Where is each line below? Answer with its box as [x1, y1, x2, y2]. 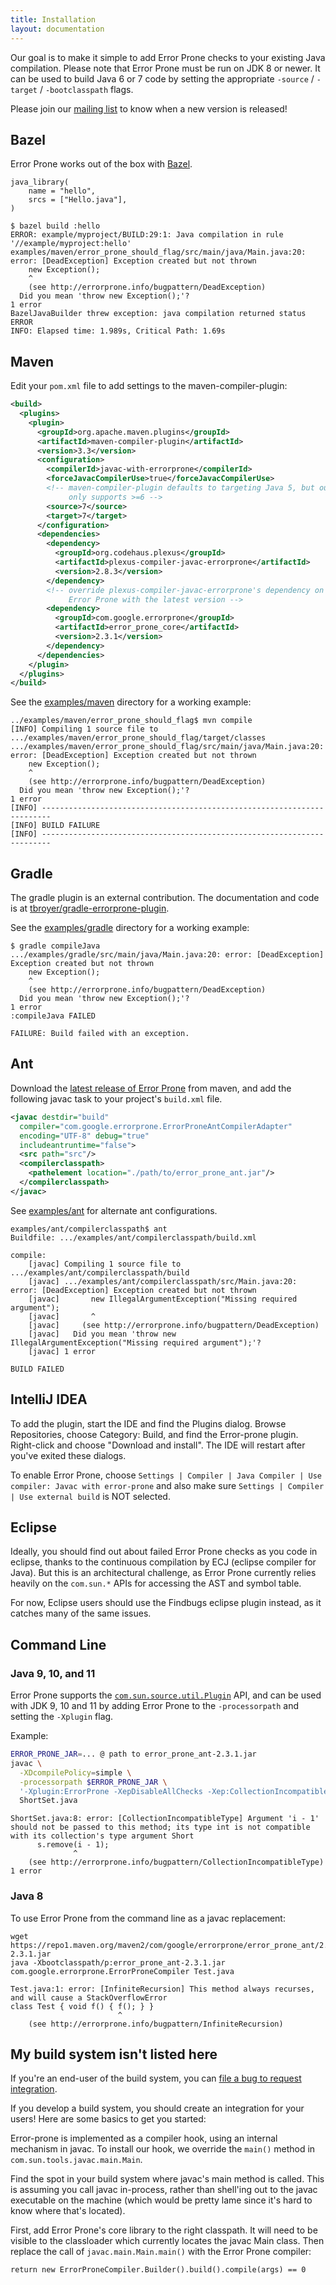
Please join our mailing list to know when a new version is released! [10, 102, 288, 115]
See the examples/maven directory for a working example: [10, 696, 252, 708]
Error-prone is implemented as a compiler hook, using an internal [10, 2132, 278, 2145]
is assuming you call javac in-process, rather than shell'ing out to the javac [10, 2184, 318, 2196]
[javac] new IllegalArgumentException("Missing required [28, 1294, 298, 1304]
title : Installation [10, 14, 97, 25]
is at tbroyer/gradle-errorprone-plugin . [10, 902, 170, 915]
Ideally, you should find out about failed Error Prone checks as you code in [10, 1546, 318, 1558]
